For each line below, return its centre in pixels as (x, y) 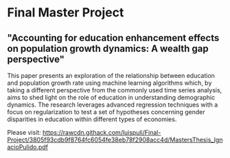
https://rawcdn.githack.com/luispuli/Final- (102, 132)
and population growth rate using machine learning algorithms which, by (110, 83)
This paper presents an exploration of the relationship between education (111, 76)
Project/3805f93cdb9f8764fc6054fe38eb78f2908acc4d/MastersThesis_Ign (115, 140)
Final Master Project (66, 13)
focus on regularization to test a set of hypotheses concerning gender (106, 112)
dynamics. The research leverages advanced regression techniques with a (113, 105)
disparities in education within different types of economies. (92, 119)
